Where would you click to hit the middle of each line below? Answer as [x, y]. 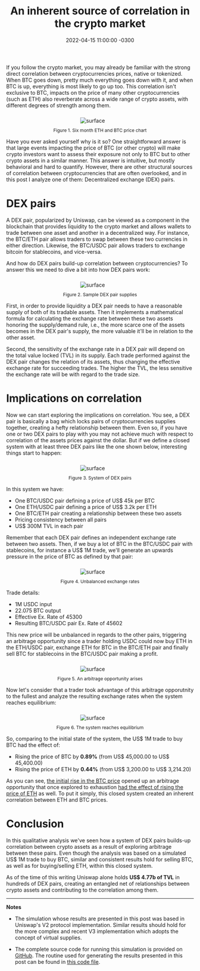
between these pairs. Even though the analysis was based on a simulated [96, 853]
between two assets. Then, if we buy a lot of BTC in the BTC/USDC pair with [99, 544]
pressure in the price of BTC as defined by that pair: [70, 556]
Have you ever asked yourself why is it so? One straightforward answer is [96, 141]
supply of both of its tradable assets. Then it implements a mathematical [95, 312]
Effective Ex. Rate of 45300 [48, 617]
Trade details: [23, 592]
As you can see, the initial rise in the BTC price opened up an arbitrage [93, 781]
